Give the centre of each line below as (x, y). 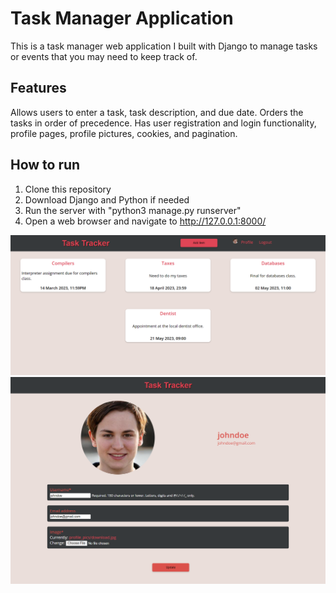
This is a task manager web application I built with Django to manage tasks (164, 46)
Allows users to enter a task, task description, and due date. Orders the (157, 112)
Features (38, 88)
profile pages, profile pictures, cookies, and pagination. (124, 133)
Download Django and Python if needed (107, 199)
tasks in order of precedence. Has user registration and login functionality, (163, 123)
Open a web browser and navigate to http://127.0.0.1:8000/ (145, 221)
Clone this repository (68, 189)
